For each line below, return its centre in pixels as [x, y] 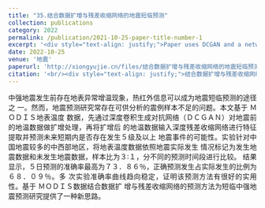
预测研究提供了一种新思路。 [60, 196]
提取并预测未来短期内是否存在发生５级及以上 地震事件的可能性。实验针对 [129, 137]
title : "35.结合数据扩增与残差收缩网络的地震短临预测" [88, 15]
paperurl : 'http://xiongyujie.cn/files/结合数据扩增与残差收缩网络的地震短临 [128, 67]
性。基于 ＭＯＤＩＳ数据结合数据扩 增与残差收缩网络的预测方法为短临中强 [129, 186]
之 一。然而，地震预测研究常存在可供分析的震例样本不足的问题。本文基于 [128, 107]
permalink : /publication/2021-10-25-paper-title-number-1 [105, 37]
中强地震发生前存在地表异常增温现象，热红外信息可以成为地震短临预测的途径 [132, 97]
